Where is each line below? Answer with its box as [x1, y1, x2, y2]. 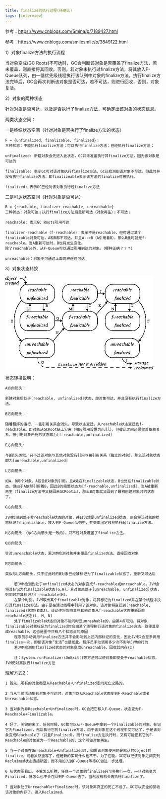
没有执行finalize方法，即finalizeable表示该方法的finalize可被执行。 [5, 174, 138, 179]
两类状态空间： [5, 116, 36, 122]
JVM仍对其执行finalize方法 [5, 660, 55, 665]
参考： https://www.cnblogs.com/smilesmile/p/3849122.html [5, 39, 128, 45]
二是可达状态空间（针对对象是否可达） [5, 194, 83, 200]
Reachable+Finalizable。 [5, 712, 56, 717]
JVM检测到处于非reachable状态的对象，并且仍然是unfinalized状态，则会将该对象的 [5, 515, 156, 520]
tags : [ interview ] [5, 13, 43, 18]
